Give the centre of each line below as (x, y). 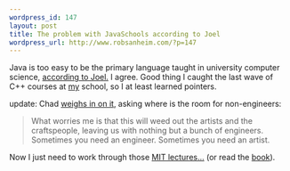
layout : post (33, 26)
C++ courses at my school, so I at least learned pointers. (113, 86)
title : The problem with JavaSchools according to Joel (115, 34)
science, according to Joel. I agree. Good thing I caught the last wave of (141, 77)
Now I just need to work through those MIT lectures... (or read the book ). (142, 158)
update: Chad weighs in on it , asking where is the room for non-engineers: (145, 104)
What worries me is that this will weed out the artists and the (142, 121)
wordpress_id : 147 (43, 17)
